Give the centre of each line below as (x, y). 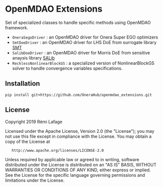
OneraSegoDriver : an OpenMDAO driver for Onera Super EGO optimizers (85, 37)
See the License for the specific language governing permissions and (75, 175)
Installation (23, 84)
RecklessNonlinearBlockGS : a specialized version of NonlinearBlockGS (83, 63)
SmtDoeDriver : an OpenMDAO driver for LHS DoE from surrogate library (84, 42)
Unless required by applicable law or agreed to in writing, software (72, 159)
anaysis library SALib (33, 58)
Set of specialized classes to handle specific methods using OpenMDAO (78, 22)
